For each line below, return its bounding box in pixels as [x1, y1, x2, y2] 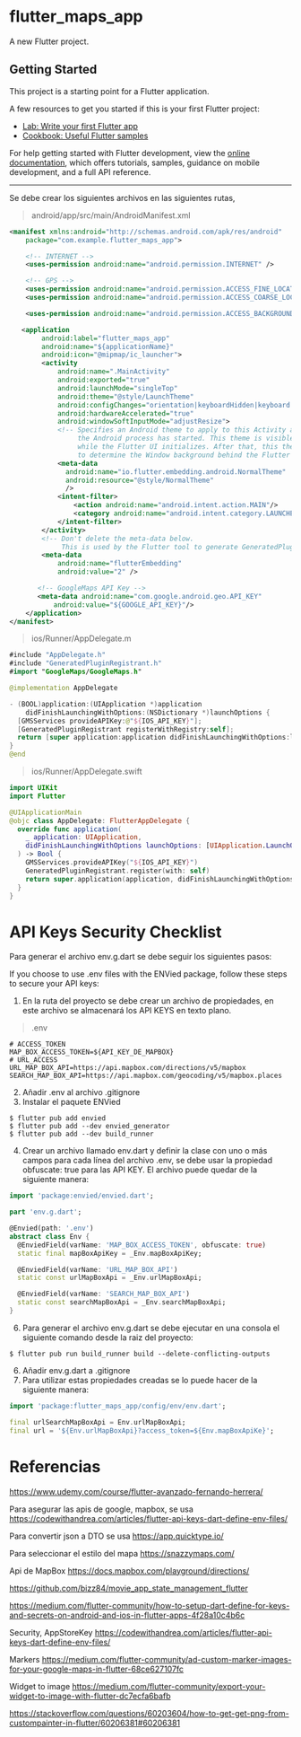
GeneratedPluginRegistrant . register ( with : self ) [25, 866, 211, 875]
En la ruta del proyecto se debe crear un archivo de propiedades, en [21, 996, 274, 1006]
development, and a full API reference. [9, 166, 151, 177]
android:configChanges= [56, 400, 146, 409]
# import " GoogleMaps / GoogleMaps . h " [9, 667, 142, 677]
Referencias [9, 1456, 101, 1477]
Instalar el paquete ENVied [21, 1097, 121, 1108]
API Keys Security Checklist [9, 922, 222, 942]
